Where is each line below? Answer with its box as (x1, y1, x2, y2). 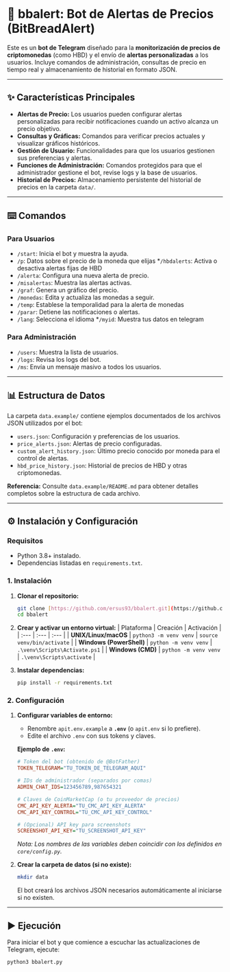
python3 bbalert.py (7, 959, 63, 966)
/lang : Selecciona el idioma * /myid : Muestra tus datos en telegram (16, 315, 204, 323)
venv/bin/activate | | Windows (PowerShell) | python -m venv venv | (16, 638, 212, 647)
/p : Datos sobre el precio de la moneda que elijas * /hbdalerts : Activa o (16, 257, 218, 265)
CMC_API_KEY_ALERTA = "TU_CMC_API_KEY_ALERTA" (16, 802, 146, 809)
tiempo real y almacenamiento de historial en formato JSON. (7, 65, 177, 73)
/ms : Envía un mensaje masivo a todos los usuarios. (16, 362, 162, 371)
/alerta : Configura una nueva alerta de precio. (16, 271, 149, 280)
